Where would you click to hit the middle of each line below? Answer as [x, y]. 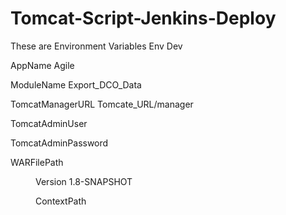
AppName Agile [42, 65]
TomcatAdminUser [49, 123]
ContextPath [61, 201]
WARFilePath [37, 162]
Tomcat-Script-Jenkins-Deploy [143, 18]
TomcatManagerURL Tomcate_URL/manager [102, 104]
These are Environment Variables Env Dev [96, 46]
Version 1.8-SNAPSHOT [84, 181]
